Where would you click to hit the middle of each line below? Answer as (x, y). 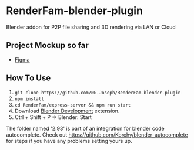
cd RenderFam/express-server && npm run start (73, 105)
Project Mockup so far (48, 45)
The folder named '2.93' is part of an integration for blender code (85, 128)
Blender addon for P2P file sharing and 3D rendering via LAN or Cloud (91, 27)
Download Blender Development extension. (67, 111)
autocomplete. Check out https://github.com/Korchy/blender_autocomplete (97, 134)
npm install (29, 99)
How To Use (29, 78)
